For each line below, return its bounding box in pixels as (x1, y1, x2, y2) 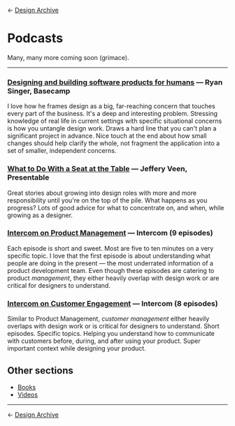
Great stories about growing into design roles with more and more (7, 189, 197, 197)
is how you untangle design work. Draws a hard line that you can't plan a (7, 124, 217, 133)
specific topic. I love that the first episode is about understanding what (7, 251, 211, 260)
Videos (17, 390, 38, 399)
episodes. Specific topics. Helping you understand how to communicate (7, 330, 215, 338)
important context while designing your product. (7, 344, 146, 353)
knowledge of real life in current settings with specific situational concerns (7, 117, 222, 125)
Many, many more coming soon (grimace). (7, 53, 129, 61)
